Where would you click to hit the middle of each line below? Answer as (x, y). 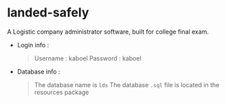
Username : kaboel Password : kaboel (88, 58)
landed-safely (48, 13)
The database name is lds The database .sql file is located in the (127, 84)
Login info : (33, 45)
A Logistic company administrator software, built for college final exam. (108, 32)
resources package (61, 92)
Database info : (38, 71)
